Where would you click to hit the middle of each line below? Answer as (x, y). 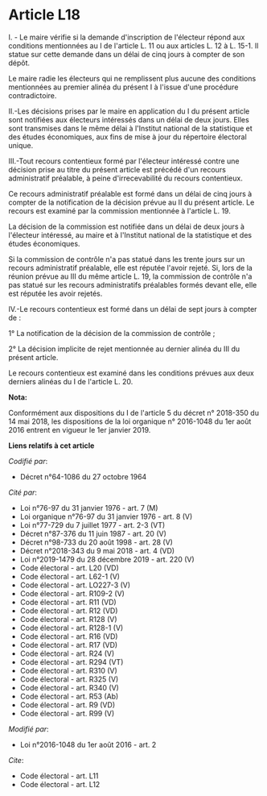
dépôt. (19, 63)
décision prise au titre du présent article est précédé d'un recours (117, 169)
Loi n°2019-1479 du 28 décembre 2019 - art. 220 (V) (107, 559)
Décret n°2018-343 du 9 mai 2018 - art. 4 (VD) (97, 550)
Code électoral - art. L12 (60, 784)
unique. (21, 145)
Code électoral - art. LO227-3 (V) (75, 585)
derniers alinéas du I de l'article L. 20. (71, 381)
